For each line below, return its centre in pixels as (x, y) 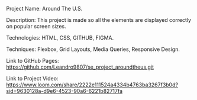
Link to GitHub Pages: (33, 61)
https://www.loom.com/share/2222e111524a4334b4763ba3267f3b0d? (92, 85)
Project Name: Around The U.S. (44, 9)
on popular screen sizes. (36, 26)
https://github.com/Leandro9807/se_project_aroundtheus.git (80, 67)
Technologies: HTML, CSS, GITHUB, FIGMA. (60, 38)
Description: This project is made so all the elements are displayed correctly (98, 20)
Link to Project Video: (32, 78)
